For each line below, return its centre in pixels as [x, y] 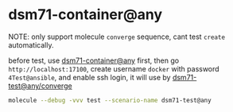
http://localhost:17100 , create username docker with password [114, 68]
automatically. [31, 44]
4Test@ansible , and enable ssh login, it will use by [89, 77]
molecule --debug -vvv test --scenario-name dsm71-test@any [110, 100]
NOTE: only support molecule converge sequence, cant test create [116, 37]
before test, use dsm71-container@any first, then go [94, 60]
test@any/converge [41, 86]
